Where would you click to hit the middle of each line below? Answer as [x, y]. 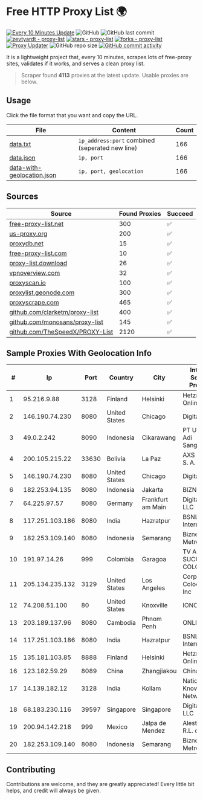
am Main [154, 507]
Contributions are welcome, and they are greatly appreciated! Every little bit [100, 784]
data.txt [20, 144]
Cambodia [121, 623]
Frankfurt [155, 500]
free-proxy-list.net [37, 224]
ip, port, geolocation [111, 171]
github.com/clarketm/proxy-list [54, 312]
